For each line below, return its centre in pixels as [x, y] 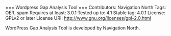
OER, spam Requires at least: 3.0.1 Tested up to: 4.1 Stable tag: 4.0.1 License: [86, 13]
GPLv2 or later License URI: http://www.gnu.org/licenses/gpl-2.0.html [78, 18]
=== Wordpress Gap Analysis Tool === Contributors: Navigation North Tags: [86, 7]
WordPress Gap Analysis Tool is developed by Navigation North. [73, 28]
